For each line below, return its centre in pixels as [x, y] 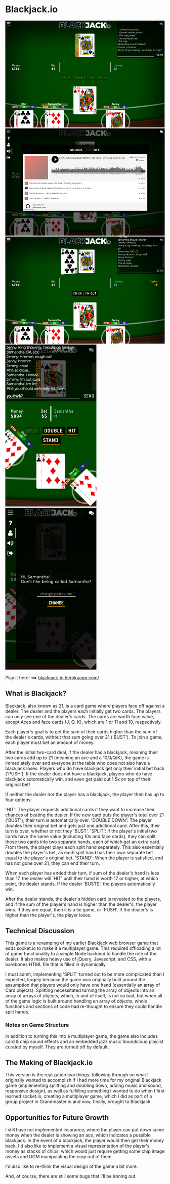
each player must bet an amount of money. [50, 742]
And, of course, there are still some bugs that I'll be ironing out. [71, 1176]
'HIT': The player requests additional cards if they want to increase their [80, 809]
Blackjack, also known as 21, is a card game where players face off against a [85, 706]
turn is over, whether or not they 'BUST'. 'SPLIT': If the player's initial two [81, 831]
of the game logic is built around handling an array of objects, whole [76, 1001]
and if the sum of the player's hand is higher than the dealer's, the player [81, 904]
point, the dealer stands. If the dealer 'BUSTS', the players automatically [80, 884]
